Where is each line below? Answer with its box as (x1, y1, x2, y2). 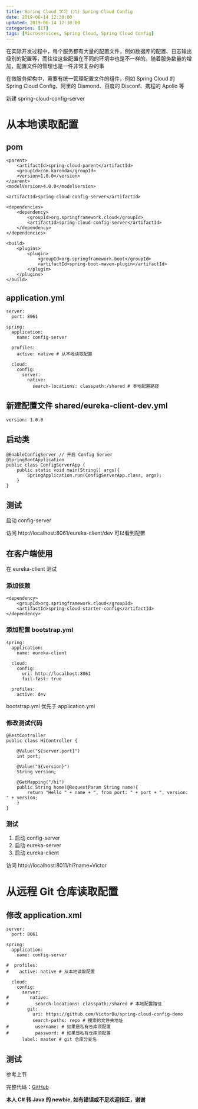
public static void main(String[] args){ (16, 467, 120, 473)
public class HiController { (6, 738, 78, 744)
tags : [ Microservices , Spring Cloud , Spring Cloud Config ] (6, 31, 154, 37)
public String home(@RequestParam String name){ (16, 785, 138, 790)
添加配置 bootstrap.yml (6, 626, 74, 634)
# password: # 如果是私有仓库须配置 (6, 1030, 111, 1036)
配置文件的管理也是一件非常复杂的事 (16, 63, 104, 70)
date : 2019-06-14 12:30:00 (6, 14, 72, 20)
